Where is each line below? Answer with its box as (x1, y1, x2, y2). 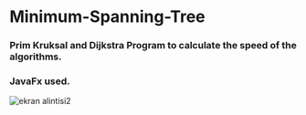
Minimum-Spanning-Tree (9, 6, 206, 27)
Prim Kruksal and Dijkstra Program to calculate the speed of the (9, 39, 297, 52)
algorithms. (9, 50, 62, 63)
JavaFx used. (9, 75, 70, 88)
